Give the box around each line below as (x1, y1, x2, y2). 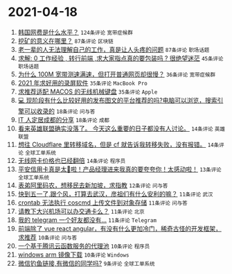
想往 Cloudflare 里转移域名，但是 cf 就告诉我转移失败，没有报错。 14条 (17, 140, 220, 148)
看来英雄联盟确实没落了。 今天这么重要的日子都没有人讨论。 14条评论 (17, 124, 213, 132)
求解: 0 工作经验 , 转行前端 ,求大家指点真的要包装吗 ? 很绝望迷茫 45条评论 (17, 53, 224, 62)
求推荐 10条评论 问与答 (17, 233, 78, 241)
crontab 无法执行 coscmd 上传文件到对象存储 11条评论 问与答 (17, 198, 188, 207)
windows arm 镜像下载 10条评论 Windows (17, 250, 130, 259)
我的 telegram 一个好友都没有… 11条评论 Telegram (17, 216, 157, 224)
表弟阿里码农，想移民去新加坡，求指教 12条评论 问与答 (17, 181, 168, 189)
